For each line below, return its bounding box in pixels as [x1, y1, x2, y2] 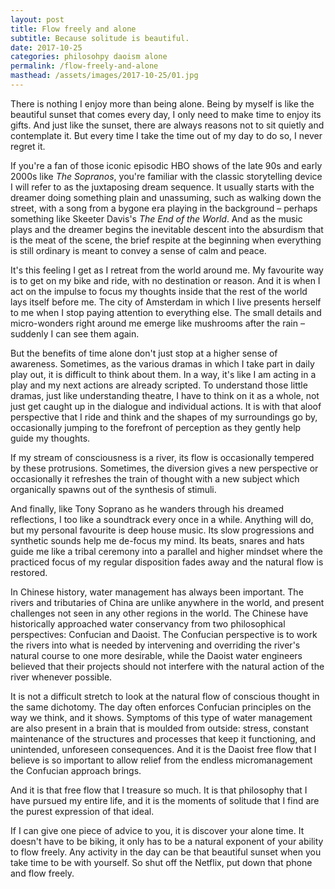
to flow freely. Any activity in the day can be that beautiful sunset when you [10, 846, 322, 858]
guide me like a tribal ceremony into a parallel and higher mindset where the [10, 545, 323, 557]
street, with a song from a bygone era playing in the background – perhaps [10, 202, 318, 214]
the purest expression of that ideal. [10, 805, 155, 817]
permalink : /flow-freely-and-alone [10, 61, 159, 71]
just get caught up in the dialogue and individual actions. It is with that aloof [10, 400, 322, 412]
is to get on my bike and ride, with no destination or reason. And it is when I [10, 274, 321, 286]
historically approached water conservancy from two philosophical [10, 617, 286, 630]
